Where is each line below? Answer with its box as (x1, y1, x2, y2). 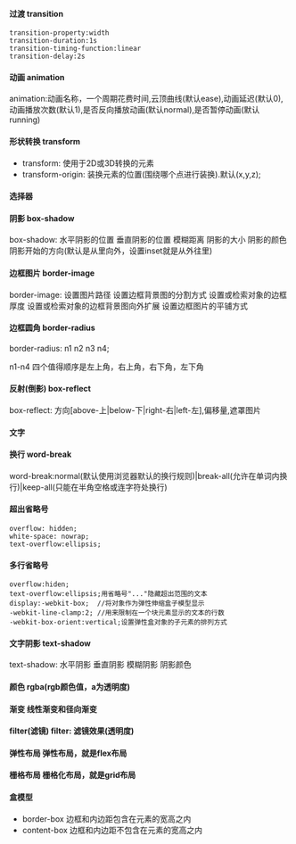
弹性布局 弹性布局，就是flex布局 (9, 748, 127, 758)
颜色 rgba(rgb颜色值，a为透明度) (9, 682, 131, 692)
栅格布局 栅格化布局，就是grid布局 (9, 770, 136, 781)
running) (9, 114, 41, 125)
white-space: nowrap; (9, 532, 90, 542)
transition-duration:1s (9, 37, 98, 46)
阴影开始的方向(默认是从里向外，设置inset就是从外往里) (9, 245, 213, 256)
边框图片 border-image (9, 268, 95, 278)
